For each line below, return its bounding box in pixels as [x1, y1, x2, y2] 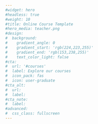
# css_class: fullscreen [5, 111, 60, 116]
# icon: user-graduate [5, 78, 56, 83]
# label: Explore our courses [5, 69, 71, 74]
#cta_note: [5, 97, 28, 102]
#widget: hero [5, 7, 35, 13]
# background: [5, 36, 37, 41]
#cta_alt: [5, 82, 26, 88]
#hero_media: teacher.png [5, 26, 60, 31]
